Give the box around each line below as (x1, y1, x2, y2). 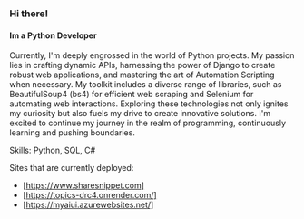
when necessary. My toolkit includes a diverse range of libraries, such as (9, 79, 282, 90)
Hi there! (9, 7, 49, 20)
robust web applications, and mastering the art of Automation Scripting (9, 69, 275, 80)
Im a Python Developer (9, 30, 97, 41)
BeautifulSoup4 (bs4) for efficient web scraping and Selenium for (9, 89, 254, 100)
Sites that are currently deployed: (9, 163, 134, 174)
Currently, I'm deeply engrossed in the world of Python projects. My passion (9, 50, 295, 61)
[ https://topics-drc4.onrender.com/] (22, 190, 157, 201)
